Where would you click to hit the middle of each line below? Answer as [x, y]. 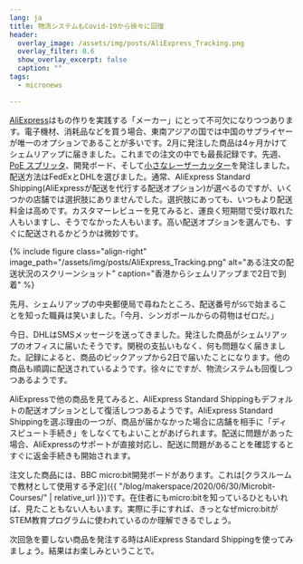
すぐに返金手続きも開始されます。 [72, 455]
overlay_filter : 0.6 [56, 52]
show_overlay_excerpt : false [72, 60]
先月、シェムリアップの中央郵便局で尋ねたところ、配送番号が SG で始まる [144, 303]
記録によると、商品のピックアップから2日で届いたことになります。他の [158, 357]
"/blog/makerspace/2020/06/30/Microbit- [197, 486]
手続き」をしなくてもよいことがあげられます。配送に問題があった [171, 433]
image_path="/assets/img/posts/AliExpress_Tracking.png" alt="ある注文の [148, 262]
